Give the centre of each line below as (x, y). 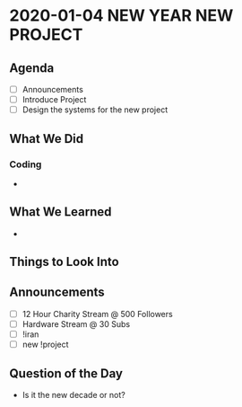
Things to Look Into (64, 262)
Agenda (32, 68)
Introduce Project (54, 100)
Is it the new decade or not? (73, 394)
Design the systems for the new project (95, 110)
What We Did (47, 139)
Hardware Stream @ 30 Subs (76, 323)
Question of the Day (66, 373)
